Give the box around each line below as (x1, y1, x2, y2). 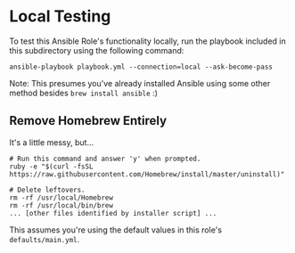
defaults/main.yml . (9, 233, 80, 244)
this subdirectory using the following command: (9, 45, 184, 55)
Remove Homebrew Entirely (9, 113, 168, 128)
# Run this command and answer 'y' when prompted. (9, 154, 201, 163)
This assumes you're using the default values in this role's (9, 224, 223, 235)
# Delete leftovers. (9, 185, 86, 194)
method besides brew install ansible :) (9, 87, 159, 98)
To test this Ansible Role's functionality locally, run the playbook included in (9, 36, 287, 46)
